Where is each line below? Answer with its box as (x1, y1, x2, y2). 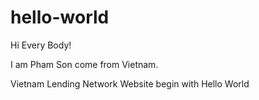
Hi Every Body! (10, 39, 72, 51)
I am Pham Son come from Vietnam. (10, 58, 159, 70)
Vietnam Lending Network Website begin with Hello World (10, 77, 250, 90)
